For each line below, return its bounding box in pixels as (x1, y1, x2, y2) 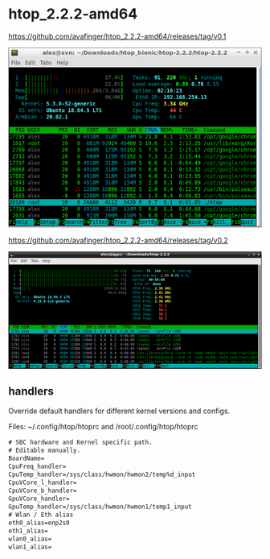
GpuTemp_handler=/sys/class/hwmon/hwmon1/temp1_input (8, 503, 193, 511)
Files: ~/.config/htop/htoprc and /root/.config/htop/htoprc (8, 421, 198, 431)
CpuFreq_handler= (8, 462, 67, 470)
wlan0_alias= (8, 535, 52, 543)
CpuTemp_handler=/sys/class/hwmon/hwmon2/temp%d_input (8, 470, 196, 478)
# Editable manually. (8, 446, 81, 454)
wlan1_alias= (8, 543, 52, 551)
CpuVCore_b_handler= (8, 487, 78, 495)
